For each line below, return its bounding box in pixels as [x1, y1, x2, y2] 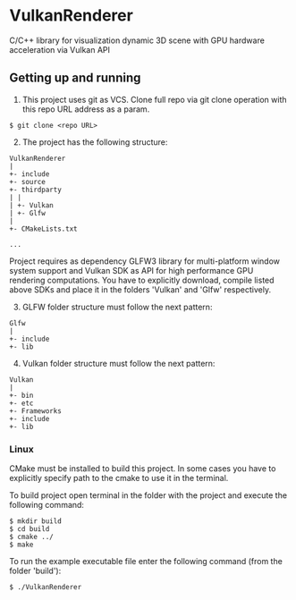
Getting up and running [9, 71, 141, 86]
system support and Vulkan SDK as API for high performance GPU [9, 265, 254, 275]
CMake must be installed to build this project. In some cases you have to [9, 463, 276, 474]
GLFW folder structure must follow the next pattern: [21, 301, 213, 312]
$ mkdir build [9, 517, 63, 526]
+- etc [9, 399, 34, 408]
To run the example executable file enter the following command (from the [9, 556, 283, 567]
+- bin [9, 391, 34, 400]
